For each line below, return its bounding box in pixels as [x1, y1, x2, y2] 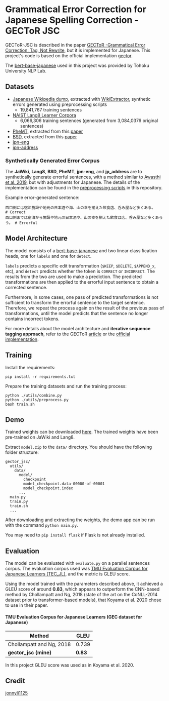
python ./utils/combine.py [5, 393, 62, 398]
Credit [5, 676, 25, 685]
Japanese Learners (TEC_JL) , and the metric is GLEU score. [5, 571, 130, 577]
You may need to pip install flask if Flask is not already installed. [5, 532, 145, 538]
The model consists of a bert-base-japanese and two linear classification [5, 247, 157, 254]
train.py [10, 499, 28, 504]
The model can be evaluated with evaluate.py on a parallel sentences [5, 560, 150, 566]
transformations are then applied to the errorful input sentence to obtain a [5, 279, 159, 285]
